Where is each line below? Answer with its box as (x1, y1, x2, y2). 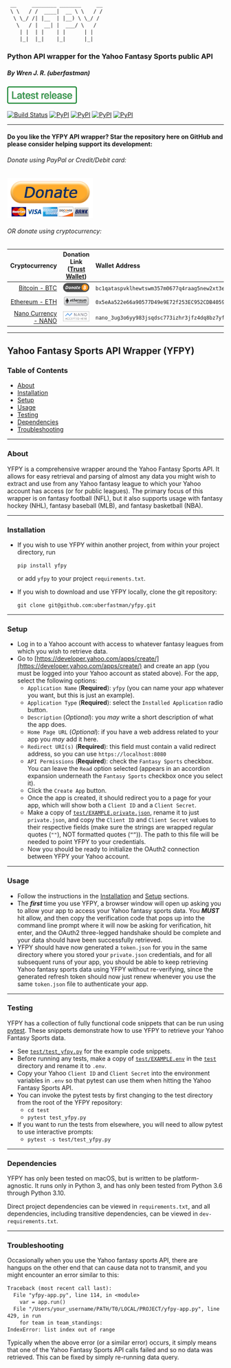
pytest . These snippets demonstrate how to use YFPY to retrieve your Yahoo (7, 1026, 224, 1034)
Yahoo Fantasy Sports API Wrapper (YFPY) (7, 345, 195, 357)
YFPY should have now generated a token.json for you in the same (16, 943, 208, 952)
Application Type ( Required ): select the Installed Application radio (27, 698, 223, 707)
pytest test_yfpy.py (27, 1114, 87, 1121)
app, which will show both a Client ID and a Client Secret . (27, 801, 197, 809)
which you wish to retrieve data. (16, 647, 108, 656)
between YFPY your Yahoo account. (27, 852, 131, 861)
